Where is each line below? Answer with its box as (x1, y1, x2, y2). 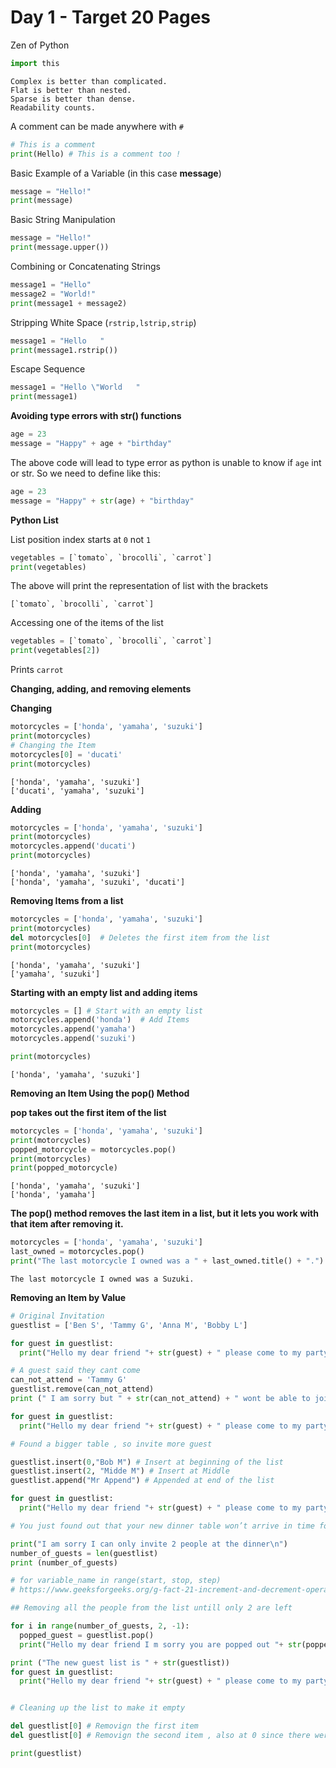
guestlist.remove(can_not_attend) (10, 1384, 155, 1395)
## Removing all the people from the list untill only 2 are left (10, 1603, 293, 1613)
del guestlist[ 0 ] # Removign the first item (10, 1721, 199, 1731)
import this (10, 58, 60, 68)
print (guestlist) (10, 1748, 83, 1758)
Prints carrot (10, 664, 64, 676)
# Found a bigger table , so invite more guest (10, 1439, 213, 1449)
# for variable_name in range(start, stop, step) (10, 1576, 222, 1586)
